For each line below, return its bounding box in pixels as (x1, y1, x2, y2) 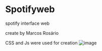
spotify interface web (5, 20, 49, 26)
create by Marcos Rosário (5, 30, 59, 36)
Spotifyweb (5, 4, 55, 15)
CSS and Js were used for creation (5, 39, 78, 46)
